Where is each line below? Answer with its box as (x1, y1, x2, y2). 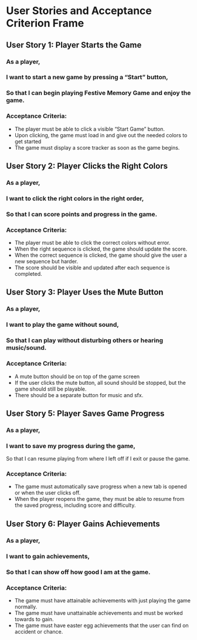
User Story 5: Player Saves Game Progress (6, 408, 165, 418)
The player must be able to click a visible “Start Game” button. (14, 125, 165, 133)
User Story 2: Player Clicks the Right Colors (6, 161, 168, 171)
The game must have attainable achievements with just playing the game (14, 597, 191, 604)
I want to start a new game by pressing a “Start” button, (6, 73, 168, 82)
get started (14, 138, 42, 145)
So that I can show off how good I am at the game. (6, 568, 151, 576)
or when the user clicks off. (14, 489, 81, 496)
